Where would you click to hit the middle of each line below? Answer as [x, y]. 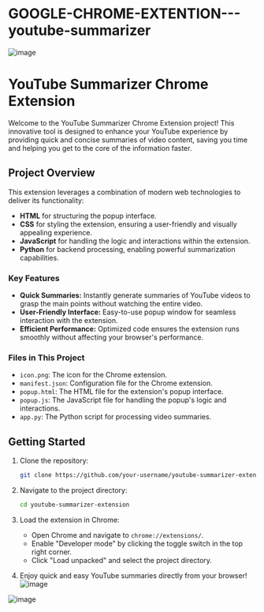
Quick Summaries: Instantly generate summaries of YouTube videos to [135, 295]
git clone [36, 475]
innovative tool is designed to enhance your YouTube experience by [118, 131]
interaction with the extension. [69, 320]
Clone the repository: [54, 461]
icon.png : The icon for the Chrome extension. [93, 375]
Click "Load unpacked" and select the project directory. [122, 560]
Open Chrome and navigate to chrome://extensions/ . [117, 535]
